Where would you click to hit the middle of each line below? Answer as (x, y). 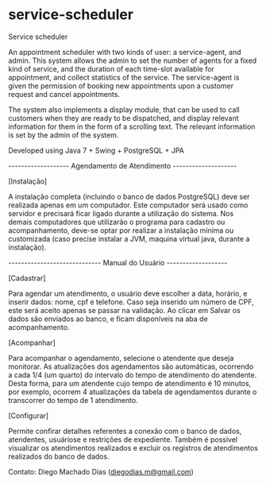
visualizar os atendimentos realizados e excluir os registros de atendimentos (133, 447)
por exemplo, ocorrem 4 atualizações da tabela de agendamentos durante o (133, 392)
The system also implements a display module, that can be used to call (124, 110)
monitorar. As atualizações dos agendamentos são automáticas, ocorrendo (131, 366)
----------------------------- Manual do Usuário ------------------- (118, 262)
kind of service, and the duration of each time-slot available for (111, 68)
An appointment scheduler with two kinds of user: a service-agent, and (125, 52)
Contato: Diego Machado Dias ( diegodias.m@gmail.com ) (101, 471)
